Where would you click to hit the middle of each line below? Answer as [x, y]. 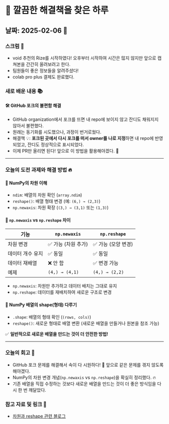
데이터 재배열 [22, 263]
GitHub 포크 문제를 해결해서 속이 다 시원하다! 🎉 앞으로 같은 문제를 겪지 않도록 [88, 365]
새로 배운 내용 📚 [24, 91]
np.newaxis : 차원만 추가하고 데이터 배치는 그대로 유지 [65, 286]
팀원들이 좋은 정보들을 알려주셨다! [46, 70]
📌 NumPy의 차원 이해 [26, 183]
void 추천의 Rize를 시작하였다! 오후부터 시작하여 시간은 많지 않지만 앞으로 [84, 58]
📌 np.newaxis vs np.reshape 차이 [38, 220]
